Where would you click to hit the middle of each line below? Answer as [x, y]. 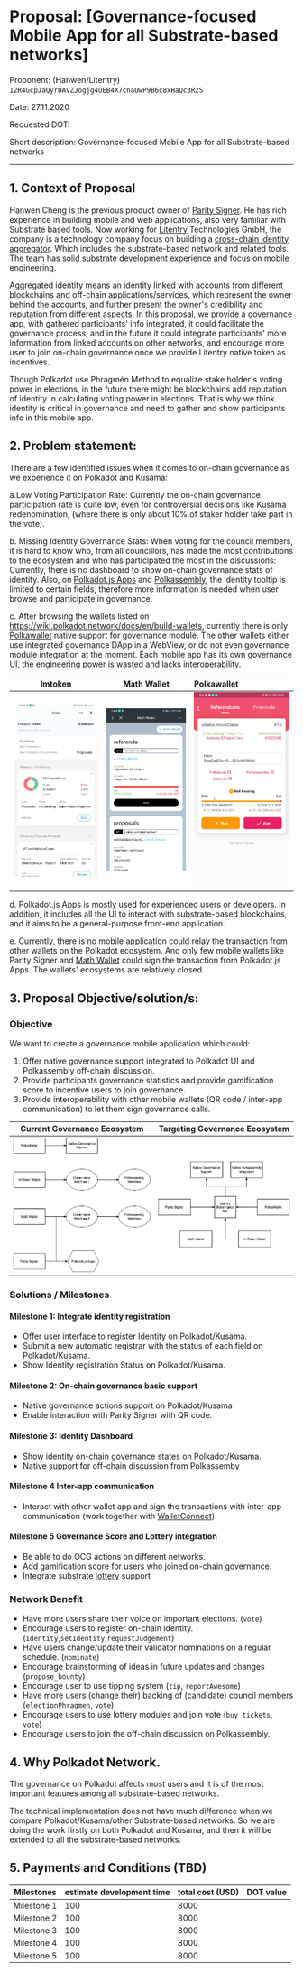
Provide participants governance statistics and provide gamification [148, 1080]
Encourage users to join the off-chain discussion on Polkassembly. [146, 1734]
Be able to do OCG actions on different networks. [114, 1556]
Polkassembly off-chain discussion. [88, 1070]
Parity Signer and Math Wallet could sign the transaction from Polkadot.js [145, 960]
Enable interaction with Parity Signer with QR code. [117, 1415]
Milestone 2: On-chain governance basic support [104, 1386]
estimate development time [117, 1893]
